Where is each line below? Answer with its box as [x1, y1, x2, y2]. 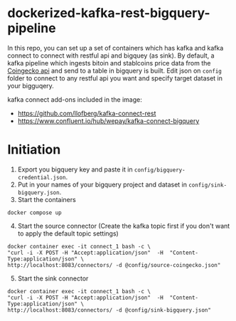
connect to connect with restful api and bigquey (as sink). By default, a [7, 51, 215, 60]
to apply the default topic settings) [17, 229, 119, 238]
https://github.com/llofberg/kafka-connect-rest [17, 109, 156, 117]
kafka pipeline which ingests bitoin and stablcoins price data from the [7, 58, 211, 67]
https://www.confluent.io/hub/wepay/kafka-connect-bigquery [17, 116, 200, 125]
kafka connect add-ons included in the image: [7, 95, 142, 104]
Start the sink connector [17, 274, 89, 283]
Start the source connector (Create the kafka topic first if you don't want [17, 221, 230, 230]
